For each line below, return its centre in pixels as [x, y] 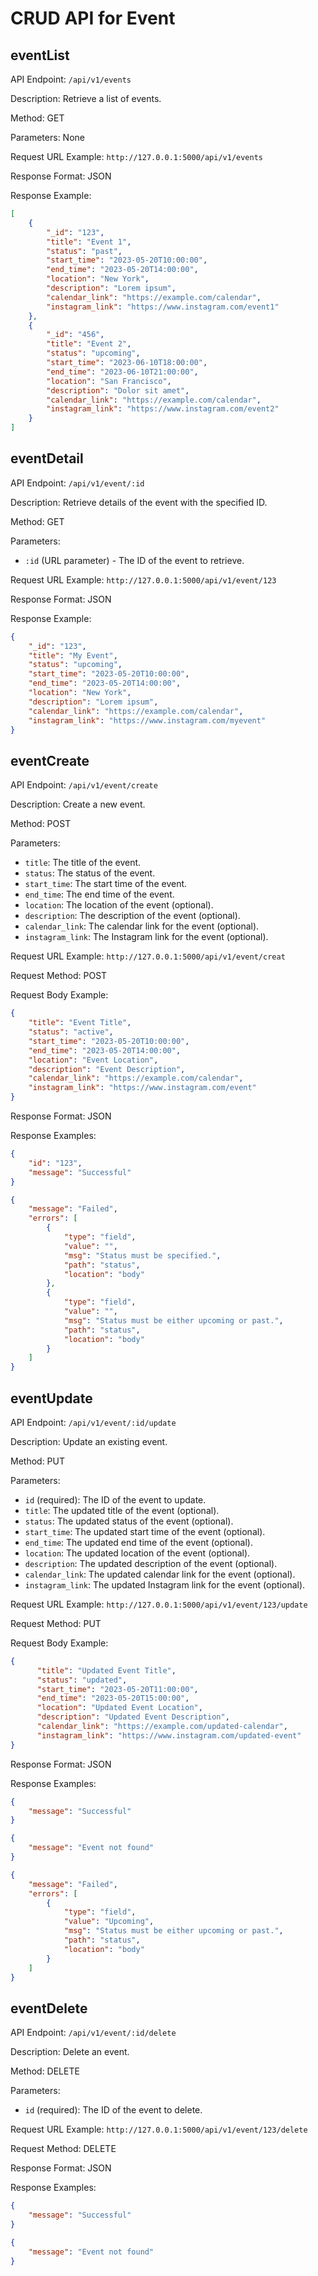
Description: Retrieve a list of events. [86, 98]
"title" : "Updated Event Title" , [106, 1670]
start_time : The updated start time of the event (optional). [145, 1531]
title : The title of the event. [83, 863]
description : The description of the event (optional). [132, 916]
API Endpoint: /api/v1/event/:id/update [93, 1422]
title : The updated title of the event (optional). [122, 1510]
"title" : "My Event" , [73, 655]
